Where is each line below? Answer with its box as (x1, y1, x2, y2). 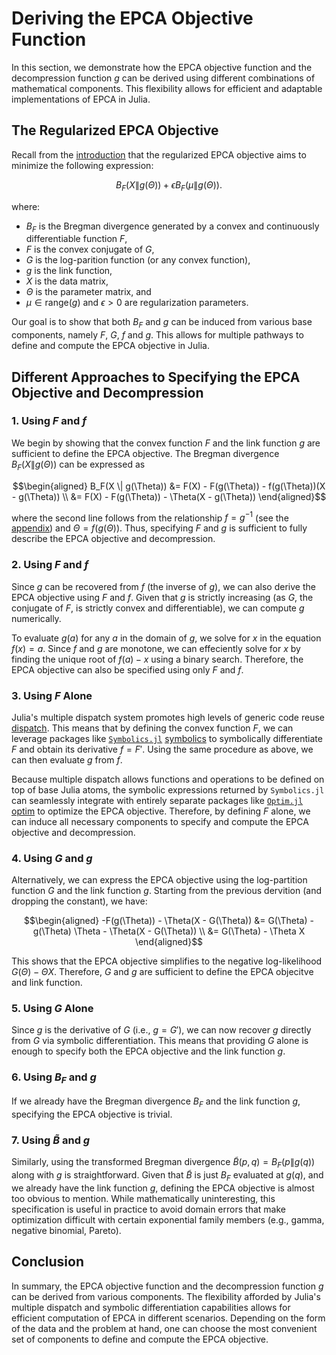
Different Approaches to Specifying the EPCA (11, 368, 301, 386)
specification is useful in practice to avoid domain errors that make (11, 1203, 286, 1215)
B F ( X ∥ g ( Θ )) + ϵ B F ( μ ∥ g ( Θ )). (115, 178, 223, 193)
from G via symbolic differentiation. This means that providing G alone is (11, 1035, 309, 1047)
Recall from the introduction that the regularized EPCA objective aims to (11, 148, 307, 161)
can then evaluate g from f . (11, 753, 123, 766)
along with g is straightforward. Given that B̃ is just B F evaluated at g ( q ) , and (11, 1168, 324, 1183)
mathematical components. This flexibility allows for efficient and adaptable (11, 82, 323, 94)
